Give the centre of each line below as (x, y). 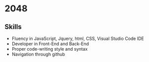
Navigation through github (38, 54)
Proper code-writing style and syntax (50, 49)
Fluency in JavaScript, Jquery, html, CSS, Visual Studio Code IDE (78, 38)
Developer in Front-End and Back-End (50, 44)
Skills (13, 27)
